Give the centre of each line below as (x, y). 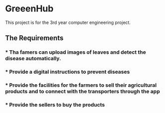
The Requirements (34, 38)
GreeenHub (29, 9)
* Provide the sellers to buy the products (55, 105)
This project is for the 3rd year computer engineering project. (68, 22)
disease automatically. (33, 59)
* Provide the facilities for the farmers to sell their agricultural (81, 85)
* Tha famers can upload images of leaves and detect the (76, 52)
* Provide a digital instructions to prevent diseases (68, 72)
